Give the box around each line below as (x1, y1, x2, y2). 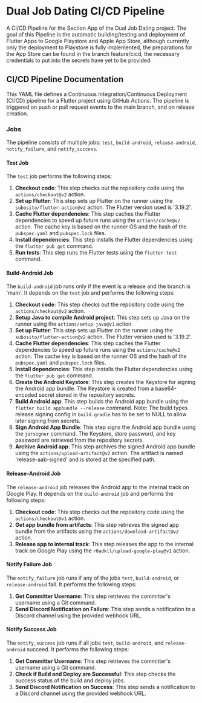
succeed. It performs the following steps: (27, 646, 129, 653)
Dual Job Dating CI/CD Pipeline (6, 4, 165, 18)
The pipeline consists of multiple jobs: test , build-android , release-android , (6, 139, 197, 146)
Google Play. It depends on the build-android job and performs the (6, 490, 174, 497)
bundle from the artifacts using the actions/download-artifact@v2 (15, 527, 179, 535)
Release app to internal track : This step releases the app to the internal (15, 540, 194, 547)
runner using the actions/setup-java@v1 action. (15, 320, 133, 327)
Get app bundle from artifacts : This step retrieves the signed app (15, 521, 180, 528)
